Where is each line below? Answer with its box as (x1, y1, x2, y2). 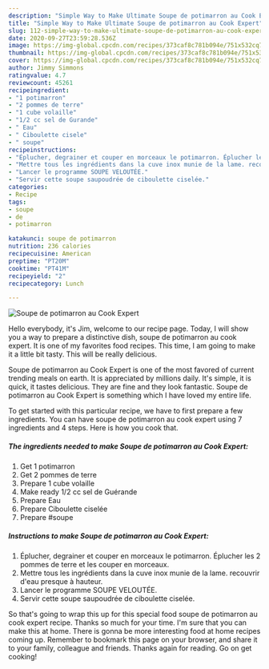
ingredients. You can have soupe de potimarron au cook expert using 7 (8, 414, 243, 425)
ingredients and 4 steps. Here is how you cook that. (8, 423, 179, 433)
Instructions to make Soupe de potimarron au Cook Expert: (8, 530, 210, 541)
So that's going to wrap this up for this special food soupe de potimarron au (8, 610, 259, 619)
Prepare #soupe (19, 513, 74, 522)
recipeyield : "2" (8, 272, 66, 280)
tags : (8, 198, 26, 206)
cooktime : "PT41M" (8, 264, 70, 272)
